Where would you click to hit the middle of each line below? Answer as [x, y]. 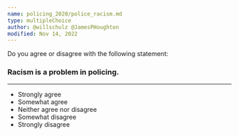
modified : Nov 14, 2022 [43, 34]
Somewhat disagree [47, 117]
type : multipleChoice [39, 21]
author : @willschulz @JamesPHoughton [63, 27]
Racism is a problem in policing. [63, 72]
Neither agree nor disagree [57, 109]
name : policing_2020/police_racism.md [65, 14]
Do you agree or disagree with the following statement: [88, 54]
